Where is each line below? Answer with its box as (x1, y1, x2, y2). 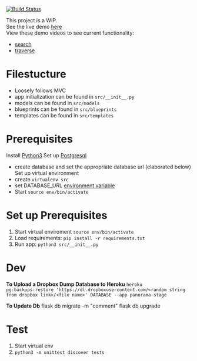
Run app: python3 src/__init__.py (14, 241, 99, 248)
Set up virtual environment (14, 169, 79, 176)
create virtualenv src (14, 176, 69, 183)
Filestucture (6, 68, 66, 81)
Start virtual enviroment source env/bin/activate (14, 228, 134, 235)
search (14, 41, 32, 48)
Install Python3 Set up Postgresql (6, 151, 87, 158)
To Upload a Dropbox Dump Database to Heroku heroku (6, 281, 143, 288)
